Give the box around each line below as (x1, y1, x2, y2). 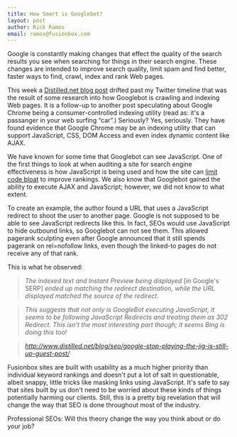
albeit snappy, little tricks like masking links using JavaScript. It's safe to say (7, 378, 230, 387)
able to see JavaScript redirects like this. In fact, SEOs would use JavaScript (7, 219, 231, 228)
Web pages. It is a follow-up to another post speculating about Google (7, 101, 213, 110)
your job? (7, 422, 35, 431)
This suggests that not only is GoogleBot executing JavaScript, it (24, 306, 215, 314)
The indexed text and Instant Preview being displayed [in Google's (24, 277, 219, 285)
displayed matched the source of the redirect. (24, 292, 160, 300)
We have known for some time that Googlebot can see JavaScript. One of (7, 153, 223, 161)
